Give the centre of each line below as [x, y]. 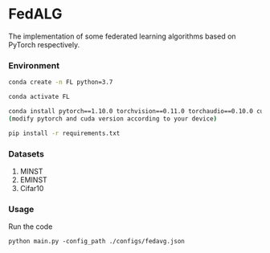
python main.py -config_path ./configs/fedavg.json [96, 242]
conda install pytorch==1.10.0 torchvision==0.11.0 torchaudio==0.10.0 [131, 111]
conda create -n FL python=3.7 [61, 82]
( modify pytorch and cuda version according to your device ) [113, 118]
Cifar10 [32, 188]
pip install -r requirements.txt [64, 133]
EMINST [34, 180]
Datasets [26, 153]
